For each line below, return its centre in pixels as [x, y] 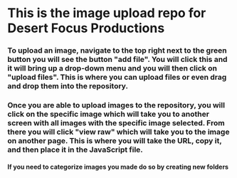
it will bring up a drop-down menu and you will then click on [112, 68]
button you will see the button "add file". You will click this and [117, 60]
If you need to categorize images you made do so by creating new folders [118, 167]
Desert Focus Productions [86, 28]
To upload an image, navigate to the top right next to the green [117, 51]
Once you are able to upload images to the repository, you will [116, 105]
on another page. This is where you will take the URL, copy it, [115, 141]
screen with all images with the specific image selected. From [116, 123]
